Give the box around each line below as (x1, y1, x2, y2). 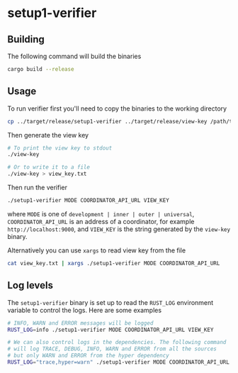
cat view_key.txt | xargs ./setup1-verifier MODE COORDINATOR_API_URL (7, 260, 220, 267)
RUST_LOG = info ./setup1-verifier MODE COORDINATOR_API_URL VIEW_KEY (7, 326, 214, 333)
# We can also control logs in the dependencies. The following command (7, 339, 227, 346)
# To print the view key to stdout (7, 144, 113, 152)
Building (7, 33, 45, 45)
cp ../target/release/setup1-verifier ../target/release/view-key (7, 118, 208, 125)
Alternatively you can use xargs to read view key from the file (7, 246, 186, 255)
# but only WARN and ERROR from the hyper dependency (7, 352, 170, 360)
